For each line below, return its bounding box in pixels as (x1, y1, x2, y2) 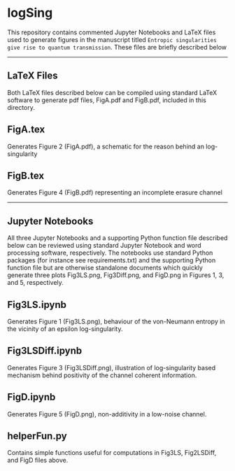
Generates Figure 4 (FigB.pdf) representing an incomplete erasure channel (7, 188, 222, 197)
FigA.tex (7, 124, 45, 136)
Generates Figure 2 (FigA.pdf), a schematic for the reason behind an (7, 142, 205, 150)
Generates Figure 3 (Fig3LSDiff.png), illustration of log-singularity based (7, 363, 216, 372)
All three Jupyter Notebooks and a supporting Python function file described (7, 234, 228, 242)
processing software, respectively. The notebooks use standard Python (7, 248, 213, 257)
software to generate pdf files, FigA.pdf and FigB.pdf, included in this (7, 96, 206, 104)
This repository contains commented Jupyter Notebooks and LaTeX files (7, 28, 216, 36)
